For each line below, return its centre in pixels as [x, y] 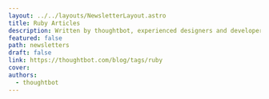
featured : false [35, 38]
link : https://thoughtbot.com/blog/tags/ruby [85, 61]
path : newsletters [39, 46]
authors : [23, 75]
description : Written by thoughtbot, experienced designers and [118, 30]
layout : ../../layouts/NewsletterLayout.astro [87, 16]
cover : [19, 68]
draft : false [30, 53]
